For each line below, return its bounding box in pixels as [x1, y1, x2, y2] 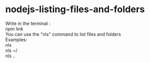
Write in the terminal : [5, 20, 51, 26]
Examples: [5, 37, 27, 43]
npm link [5, 25, 24, 31]
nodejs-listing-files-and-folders [5, 4, 145, 15]
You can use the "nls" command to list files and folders [5, 31, 121, 37]
